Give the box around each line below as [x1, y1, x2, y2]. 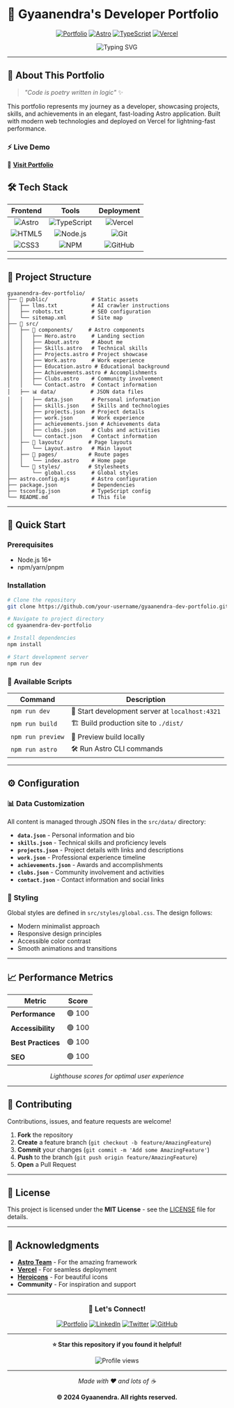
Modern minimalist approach [17, 921, 100, 930]
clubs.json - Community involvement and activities [17, 868, 165, 876]
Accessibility [10, 1024, 56, 1034]
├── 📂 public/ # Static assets [7, 296, 139, 303]
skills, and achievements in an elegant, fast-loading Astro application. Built [7, 109, 221, 118]
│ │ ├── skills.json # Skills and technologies [7, 402, 170, 409]
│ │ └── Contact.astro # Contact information [7, 381, 157, 388]
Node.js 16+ [17, 556, 52, 564]
